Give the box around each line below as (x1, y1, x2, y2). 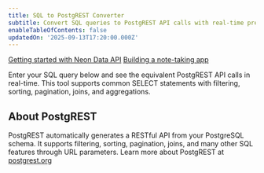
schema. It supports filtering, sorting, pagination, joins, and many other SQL (8, 139, 254, 149)
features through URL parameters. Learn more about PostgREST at (8, 147, 224, 157)
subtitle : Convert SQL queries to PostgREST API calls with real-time (8, 19, 244, 27)
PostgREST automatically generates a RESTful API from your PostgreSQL (8, 131, 244, 140)
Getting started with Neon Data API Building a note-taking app (8, 55, 209, 64)
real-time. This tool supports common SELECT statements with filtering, (8, 79, 240, 88)
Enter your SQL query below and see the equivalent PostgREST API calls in (8, 70, 251, 79)
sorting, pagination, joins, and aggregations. (8, 87, 151, 97)
